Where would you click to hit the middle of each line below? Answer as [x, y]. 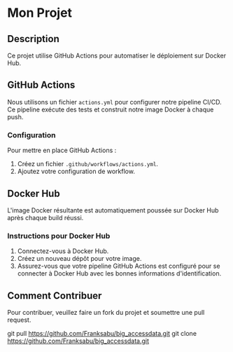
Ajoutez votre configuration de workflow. [76, 171]
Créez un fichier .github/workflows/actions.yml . [88, 164]
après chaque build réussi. [45, 217]
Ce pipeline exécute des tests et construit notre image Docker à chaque [111, 109]
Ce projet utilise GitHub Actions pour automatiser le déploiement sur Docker [116, 55]
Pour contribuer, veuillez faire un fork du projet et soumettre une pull [106, 313]
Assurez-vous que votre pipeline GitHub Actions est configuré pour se [119, 266]
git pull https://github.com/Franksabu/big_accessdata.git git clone [102, 334]
